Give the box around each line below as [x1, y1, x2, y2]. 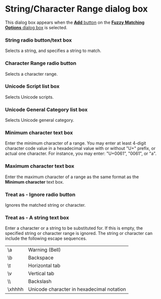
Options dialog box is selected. [5, 24, 68, 30]
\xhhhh [7, 286, 24, 293]
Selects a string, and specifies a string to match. [5, 48, 102, 54]
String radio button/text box [5, 36, 72, 43]
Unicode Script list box [5, 83, 60, 90]
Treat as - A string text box [5, 214, 69, 221]
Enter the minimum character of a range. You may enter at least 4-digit [5, 140, 146, 146]
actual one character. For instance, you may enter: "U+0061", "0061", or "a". [5, 150, 157, 156]
